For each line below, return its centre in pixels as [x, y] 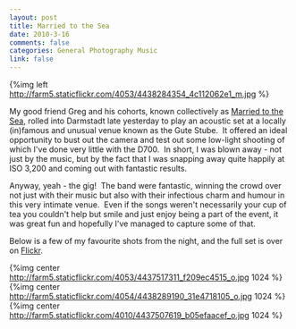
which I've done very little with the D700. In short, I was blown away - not [146, 149]
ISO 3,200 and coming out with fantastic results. [98, 168]
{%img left [29, 84]
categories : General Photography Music [84, 51]
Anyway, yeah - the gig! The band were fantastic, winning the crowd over [145, 186]
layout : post [34, 17]
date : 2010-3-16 [39, 34]
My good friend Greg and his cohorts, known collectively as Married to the [147, 111]
